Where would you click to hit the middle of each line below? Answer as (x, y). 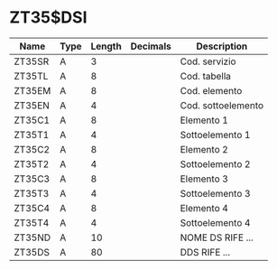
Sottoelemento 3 (215, 193)
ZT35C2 (32, 149)
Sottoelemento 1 (215, 135)
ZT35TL (31, 76)
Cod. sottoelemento (222, 105)
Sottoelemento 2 (215, 163)
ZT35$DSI (48, 18)
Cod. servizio (208, 61)
